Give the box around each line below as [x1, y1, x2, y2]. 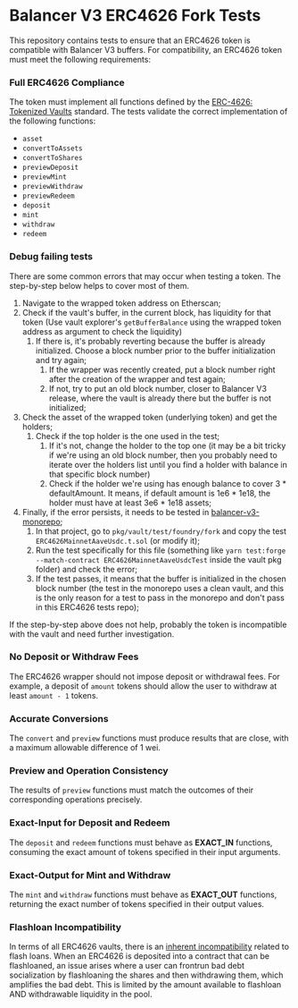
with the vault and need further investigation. [9, 628, 175, 640]
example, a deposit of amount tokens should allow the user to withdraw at [9, 681, 277, 691]
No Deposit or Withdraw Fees [9, 650, 139, 663]
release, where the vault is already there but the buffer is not [48, 393, 272, 403]
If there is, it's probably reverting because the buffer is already [35, 335, 266, 346]
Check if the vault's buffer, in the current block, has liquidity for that [21, 307, 272, 318]
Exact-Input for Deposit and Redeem [9, 817, 171, 829]
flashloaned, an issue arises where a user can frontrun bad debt [9, 961, 245, 971]
